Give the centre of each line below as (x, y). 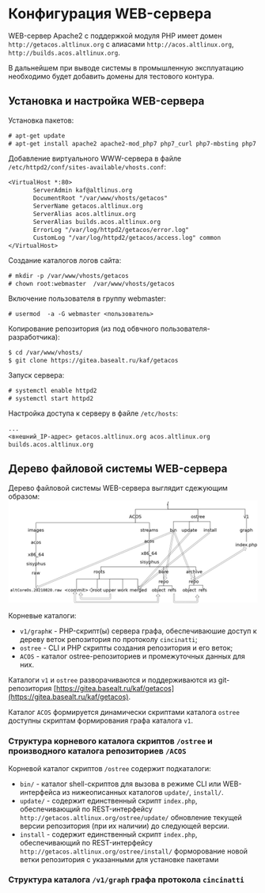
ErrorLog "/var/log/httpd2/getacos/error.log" (111, 230)
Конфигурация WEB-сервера (110, 14)
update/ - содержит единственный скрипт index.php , (108, 800)
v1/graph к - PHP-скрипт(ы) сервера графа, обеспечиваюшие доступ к (138, 631)
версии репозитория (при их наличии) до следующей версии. (124, 826)
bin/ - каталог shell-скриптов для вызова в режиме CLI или (120, 784)
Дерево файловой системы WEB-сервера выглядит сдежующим (118, 488)
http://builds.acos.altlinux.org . (64, 52)
